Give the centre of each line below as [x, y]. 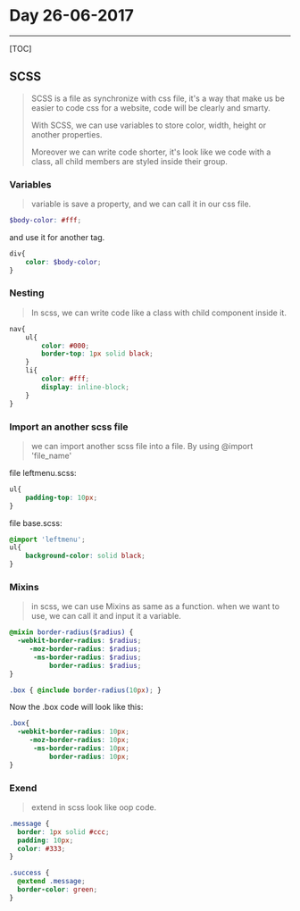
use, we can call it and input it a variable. [106, 616]
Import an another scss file [69, 427]
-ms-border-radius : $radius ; [87, 657]
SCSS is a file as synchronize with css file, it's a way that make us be [158, 98]
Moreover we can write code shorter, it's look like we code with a [151, 152]
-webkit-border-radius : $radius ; [79, 641]
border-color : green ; [58, 890]
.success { [29, 873]
